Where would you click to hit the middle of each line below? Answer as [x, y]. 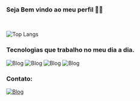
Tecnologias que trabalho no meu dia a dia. [70, 50]
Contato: [20, 79]
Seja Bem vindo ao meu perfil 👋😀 [55, 10]
